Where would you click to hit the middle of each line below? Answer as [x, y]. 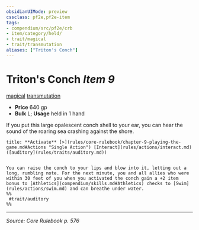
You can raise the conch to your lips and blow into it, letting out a [96, 168]
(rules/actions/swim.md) [37, 189]
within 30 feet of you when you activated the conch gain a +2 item [92, 178]
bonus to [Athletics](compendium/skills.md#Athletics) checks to [88, 183]
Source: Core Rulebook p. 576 [43, 221]
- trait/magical [26, 39]
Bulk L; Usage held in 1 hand [49, 114]
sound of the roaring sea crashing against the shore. [70, 131]
